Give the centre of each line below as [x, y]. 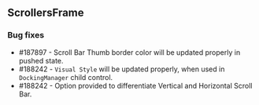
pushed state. [41, 60]
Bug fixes [26, 35]
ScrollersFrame [46, 13]
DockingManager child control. [66, 77]
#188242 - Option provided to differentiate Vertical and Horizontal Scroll [135, 85]
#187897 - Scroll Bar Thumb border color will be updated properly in [129, 52]
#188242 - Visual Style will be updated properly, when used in [122, 69]
